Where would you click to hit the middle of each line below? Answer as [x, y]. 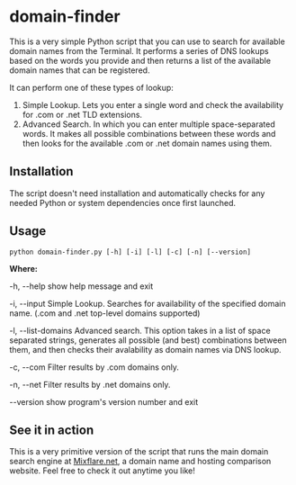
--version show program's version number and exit [104, 401]
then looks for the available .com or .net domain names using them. [147, 143]
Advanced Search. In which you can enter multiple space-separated [149, 124]
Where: [23, 268]
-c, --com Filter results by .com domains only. [94, 367]
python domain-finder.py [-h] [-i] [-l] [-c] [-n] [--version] [130, 252]
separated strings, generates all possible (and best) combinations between [148, 340]
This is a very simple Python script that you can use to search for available [147, 41]
